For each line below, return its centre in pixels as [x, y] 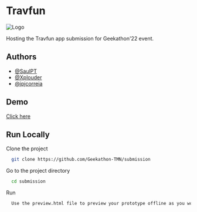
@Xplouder [28, 77]
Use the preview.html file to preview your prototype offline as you [98, 204]
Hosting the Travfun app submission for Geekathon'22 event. [80, 38]
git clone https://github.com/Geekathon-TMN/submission [81, 160]
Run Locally [28, 134]
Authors [21, 57]
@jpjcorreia [28, 83]
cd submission [28, 181]
